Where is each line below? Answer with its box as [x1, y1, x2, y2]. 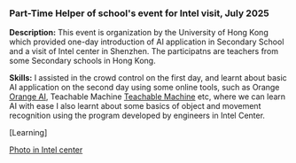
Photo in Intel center [9, 144, 83, 155]
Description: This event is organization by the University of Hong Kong [9, 27, 269, 38]
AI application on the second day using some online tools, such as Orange [9, 82, 280, 93]
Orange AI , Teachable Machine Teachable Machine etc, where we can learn [9, 91, 286, 102]
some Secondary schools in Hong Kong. [9, 56, 157, 66]
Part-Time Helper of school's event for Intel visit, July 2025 [9, 7, 269, 19]
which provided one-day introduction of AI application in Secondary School [9, 36, 284, 47]
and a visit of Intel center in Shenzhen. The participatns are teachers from [9, 46, 279, 57]
